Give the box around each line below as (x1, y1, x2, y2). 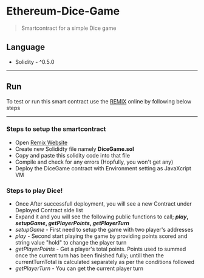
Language (6, 42, 46, 52)
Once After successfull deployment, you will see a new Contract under (15, 200, 192, 207)
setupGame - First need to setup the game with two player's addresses (15, 226, 194, 234)
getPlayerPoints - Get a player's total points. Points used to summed (15, 245, 186, 253)
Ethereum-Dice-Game (6, 4, 120, 18)
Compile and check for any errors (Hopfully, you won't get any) (15, 158, 174, 165)
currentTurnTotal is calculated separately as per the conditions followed (15, 259, 194, 266)
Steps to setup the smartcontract (6, 125, 106, 133)
